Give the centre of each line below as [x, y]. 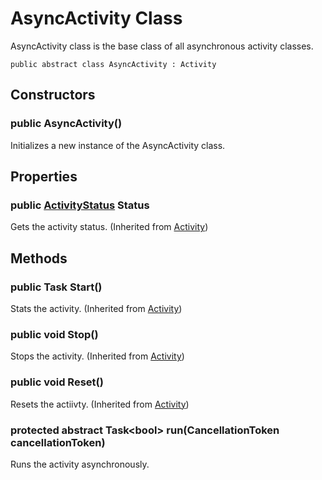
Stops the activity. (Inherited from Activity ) [97, 356]
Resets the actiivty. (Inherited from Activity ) [100, 404]
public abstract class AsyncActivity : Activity [113, 64]
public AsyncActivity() [66, 124]
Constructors [53, 95]
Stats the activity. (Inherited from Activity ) [96, 308]
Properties [44, 177]
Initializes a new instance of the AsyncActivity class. [118, 145]
